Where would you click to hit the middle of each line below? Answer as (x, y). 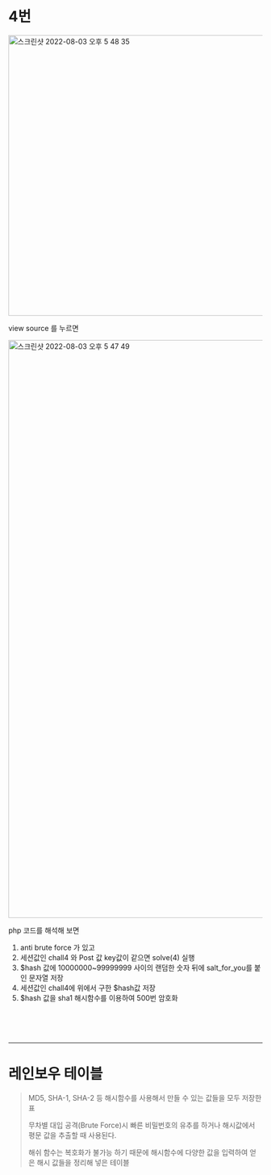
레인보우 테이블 (56, 1074)
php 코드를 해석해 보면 (44, 930)
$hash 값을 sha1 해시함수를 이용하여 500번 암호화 (99, 997)
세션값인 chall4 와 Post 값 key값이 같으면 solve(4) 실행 (107, 957)
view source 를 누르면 (44, 328)
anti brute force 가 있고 (57, 947)
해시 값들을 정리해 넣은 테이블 (83, 1162)
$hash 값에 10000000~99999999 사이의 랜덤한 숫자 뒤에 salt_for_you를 (136, 967)
